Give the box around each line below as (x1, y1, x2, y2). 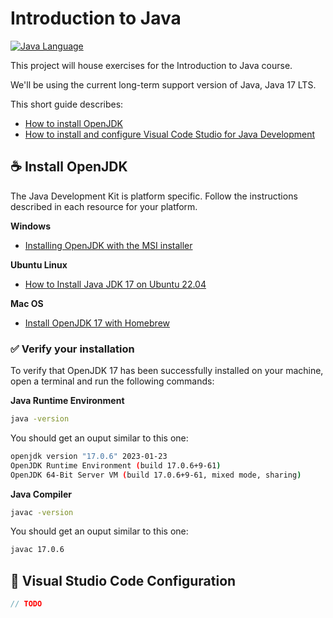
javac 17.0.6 (10, 545, 65, 555)
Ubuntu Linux (10, 258, 68, 271)
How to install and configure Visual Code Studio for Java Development (24, 128, 316, 140)
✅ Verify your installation (10, 342, 135, 356)
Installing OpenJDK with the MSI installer (24, 239, 193, 251)
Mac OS (10, 297, 44, 309)
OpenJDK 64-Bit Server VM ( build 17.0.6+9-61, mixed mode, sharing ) (10, 470, 302, 480)
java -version (10, 414, 70, 424)
